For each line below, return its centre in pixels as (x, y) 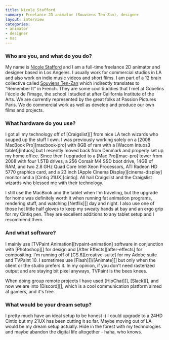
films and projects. (25, 110)
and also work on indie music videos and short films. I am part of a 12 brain (83, 78)
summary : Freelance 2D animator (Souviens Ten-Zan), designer (72, 15)
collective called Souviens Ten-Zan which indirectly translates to (73, 83)
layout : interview (25, 19)
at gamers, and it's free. (30, 291)
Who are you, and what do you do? (49, 56)
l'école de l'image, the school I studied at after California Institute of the (80, 94)
